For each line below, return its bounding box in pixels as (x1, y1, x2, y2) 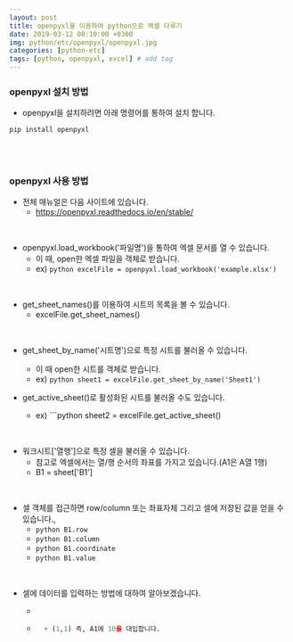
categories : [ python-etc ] (9, 46, 105, 55)
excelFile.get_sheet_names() (35, 309, 141, 320)
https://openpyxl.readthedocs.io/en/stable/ (35, 207, 194, 218)
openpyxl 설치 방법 (9, 86, 89, 98)
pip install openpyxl (9, 126, 90, 135)
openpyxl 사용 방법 (9, 175, 89, 187)
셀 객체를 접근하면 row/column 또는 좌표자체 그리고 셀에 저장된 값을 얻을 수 (21, 503, 285, 514)
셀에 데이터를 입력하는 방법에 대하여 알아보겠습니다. (21, 588, 201, 598)
